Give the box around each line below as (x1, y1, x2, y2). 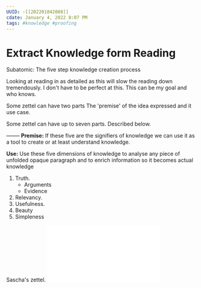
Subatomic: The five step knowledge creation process (6, 66, 141, 73)
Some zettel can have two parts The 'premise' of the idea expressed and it (6, 102, 192, 109)
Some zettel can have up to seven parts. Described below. (6, 120, 151, 127)
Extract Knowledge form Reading (6, 46, 176, 60)
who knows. (6, 91, 37, 98)
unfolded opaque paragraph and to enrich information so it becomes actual (6, 156, 193, 164)
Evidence (24, 188, 48, 195)
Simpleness (14, 213, 44, 220)
